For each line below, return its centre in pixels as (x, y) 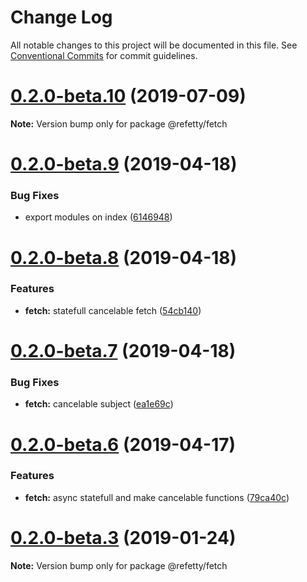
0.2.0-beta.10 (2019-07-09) (128, 96)
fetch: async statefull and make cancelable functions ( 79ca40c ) (157, 497)
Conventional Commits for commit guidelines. (104, 55)
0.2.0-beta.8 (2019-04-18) (124, 257)
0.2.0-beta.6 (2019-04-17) (123, 444)
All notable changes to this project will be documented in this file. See (154, 45)
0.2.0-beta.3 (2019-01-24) (123, 538)
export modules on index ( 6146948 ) (98, 217)
